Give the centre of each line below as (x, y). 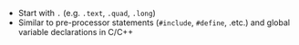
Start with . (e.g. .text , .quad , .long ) (87, 13)
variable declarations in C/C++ (76, 32)
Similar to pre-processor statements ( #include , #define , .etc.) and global (154, 22)
